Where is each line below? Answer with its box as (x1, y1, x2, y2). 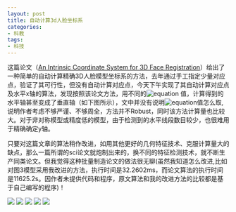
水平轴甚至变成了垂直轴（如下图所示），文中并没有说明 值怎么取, (7, 98, 224, 106)
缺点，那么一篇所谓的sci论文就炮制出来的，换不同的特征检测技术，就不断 (7, 148, 220, 157)
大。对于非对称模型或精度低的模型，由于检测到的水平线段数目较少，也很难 (7, 116, 223, 124)
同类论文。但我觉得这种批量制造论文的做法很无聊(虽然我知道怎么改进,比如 (13, 157, 228, 165)
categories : (7, 23, 42, 30)
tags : (7, 37, 23, 44)
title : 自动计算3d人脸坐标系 (7, 17, 83, 24)
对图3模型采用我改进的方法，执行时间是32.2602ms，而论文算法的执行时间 (7, 166, 224, 174)
